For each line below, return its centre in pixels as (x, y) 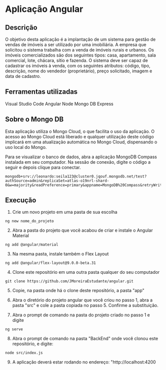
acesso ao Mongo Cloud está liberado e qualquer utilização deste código (80, 136)
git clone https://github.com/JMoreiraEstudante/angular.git (69, 281)
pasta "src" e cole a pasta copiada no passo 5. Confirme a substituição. (85, 306)
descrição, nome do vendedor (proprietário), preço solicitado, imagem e (79, 71)
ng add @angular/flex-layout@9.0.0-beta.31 (51, 263)
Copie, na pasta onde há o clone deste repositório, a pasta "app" (78, 291)
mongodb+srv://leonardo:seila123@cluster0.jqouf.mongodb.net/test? (76, 176)
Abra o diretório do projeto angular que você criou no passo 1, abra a (83, 300)
